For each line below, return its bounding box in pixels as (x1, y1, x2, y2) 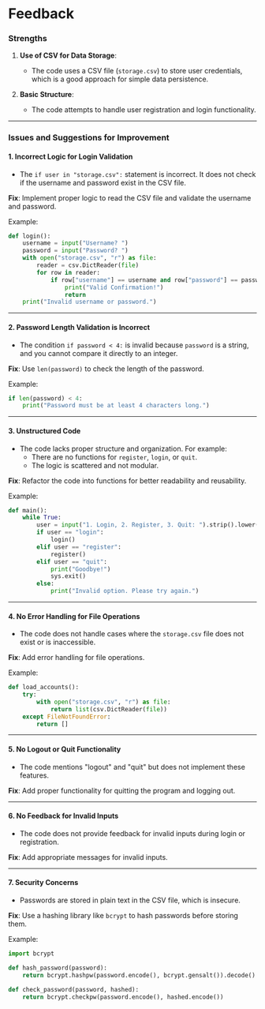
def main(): (8, 506, 47, 514)
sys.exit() (50, 572, 87, 580)
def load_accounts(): (8, 684, 80, 692)
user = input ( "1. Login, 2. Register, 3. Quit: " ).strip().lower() (36, 521, 263, 529)
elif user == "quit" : (36, 557, 108, 565)
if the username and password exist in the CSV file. (19, 178, 187, 187)
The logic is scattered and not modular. (31, 460, 159, 470)
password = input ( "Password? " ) (22, 246, 129, 255)
